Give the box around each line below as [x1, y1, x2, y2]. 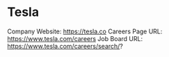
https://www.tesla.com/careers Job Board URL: [7, 34, 143, 42]
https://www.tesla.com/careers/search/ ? [7, 42, 124, 50]
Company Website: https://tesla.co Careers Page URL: [7, 27, 163, 35]
